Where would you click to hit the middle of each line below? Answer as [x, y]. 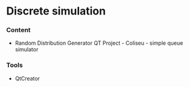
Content [19, 30]
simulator [27, 50]
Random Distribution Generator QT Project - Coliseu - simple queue [99, 43]
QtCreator [27, 78]
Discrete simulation [56, 11]
